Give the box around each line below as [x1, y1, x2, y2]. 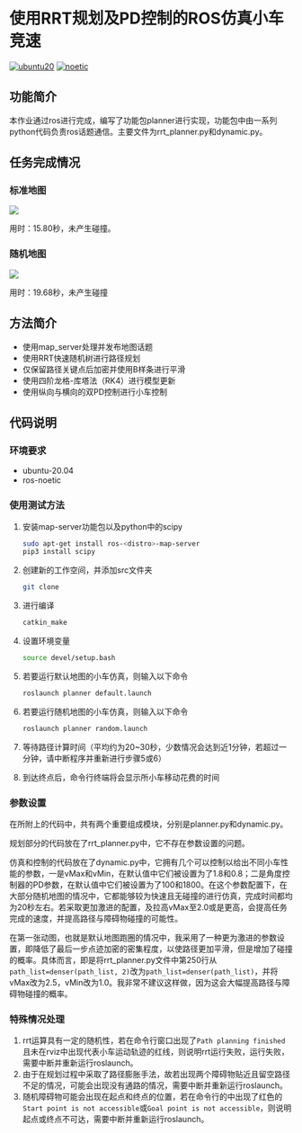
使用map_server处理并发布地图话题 [22, 341, 153, 352]
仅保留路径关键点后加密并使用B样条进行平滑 [22, 363, 186, 374]
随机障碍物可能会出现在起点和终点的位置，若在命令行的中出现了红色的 [22, 1092, 283, 1102]
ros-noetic [22, 475, 61, 486]
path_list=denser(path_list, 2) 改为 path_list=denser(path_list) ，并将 [9, 966, 279, 977]
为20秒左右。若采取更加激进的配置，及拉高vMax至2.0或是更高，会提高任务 [9, 901, 288, 913]
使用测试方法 [9, 499, 66, 512]
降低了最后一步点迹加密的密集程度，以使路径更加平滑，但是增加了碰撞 [32, 943, 293, 954]
